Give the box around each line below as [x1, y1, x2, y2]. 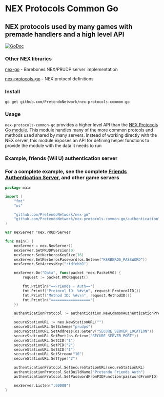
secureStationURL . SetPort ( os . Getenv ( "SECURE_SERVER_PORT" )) [14, 333, 139, 338]
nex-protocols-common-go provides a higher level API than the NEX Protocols [5, 122, 158, 127]
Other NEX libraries [5, 55, 52, 62]
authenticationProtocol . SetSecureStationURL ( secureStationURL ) [14, 365, 145, 370]
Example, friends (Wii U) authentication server [5, 155, 118, 162]
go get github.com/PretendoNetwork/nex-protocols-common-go [5, 99, 130, 104]
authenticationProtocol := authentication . [14, 311, 104, 316]
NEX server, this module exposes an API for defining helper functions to [5, 137, 150, 143]
